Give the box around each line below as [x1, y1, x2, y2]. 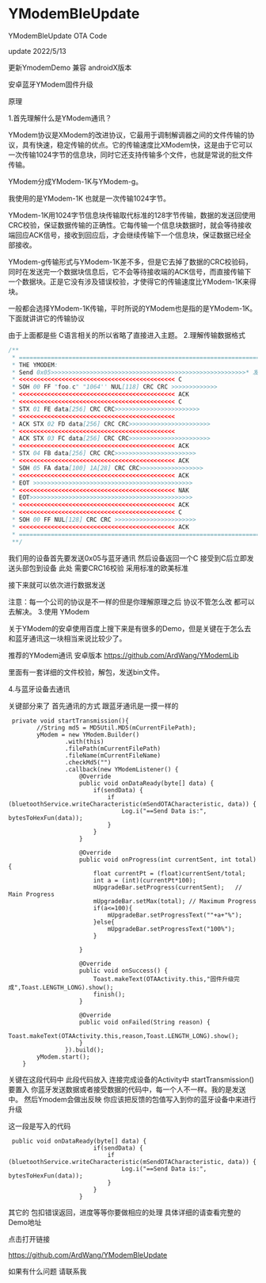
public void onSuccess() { [78, 967, 169, 975]
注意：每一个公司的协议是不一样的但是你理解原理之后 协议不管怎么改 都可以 [8, 596, 255, 607]
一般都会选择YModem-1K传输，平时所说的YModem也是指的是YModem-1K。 [8, 303, 257, 313]
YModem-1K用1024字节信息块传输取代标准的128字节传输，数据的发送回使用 [8, 210, 256, 220]
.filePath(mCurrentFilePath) [64, 745, 161, 753]
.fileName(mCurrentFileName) [64, 751, 161, 760]
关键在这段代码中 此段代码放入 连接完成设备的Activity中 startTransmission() [8, 1074, 255, 1084]
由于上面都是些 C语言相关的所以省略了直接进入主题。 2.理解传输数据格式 [8, 330, 245, 339]
